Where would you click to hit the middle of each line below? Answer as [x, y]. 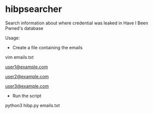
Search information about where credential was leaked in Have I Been [77, 23]
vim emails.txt [19, 57]
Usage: [12, 38]
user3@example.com [27, 86]
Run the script [27, 96]
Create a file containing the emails [48, 47]
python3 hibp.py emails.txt [32, 105]
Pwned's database [24, 28]
